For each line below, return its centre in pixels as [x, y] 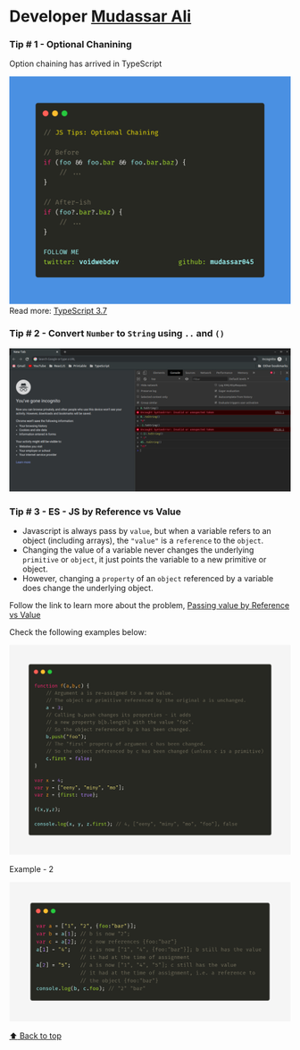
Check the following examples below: [78, 632]
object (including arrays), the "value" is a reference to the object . [143, 541]
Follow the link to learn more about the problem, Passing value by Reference [150, 605]
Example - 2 [32, 868]
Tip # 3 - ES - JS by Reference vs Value [95, 512]
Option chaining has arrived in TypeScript [86, 64]
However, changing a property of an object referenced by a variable [148, 579]
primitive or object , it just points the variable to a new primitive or [144, 560]
